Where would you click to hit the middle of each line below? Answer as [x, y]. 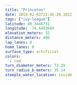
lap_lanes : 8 [19, 42]
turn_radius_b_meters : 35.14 [35, 70]
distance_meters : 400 [28, 38]
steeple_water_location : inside [38, 75]
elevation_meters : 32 [28, 33]
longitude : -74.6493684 [30, 28]
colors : [13, 56]
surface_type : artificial [32, 51]
